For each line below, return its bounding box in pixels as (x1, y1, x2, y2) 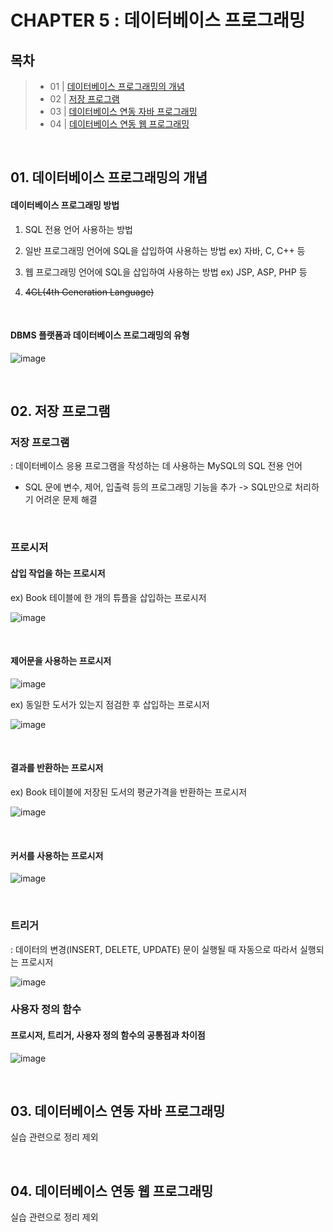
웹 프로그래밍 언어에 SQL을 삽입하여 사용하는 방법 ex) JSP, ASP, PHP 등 (24, 266, 308, 278)
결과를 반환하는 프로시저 (10, 762, 104, 774)
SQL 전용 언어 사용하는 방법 (24, 223, 133, 235)
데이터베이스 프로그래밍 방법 (10, 199, 120, 211)
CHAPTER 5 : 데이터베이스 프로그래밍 (10, 9, 306, 32)
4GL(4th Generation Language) (24, 286, 155, 298)
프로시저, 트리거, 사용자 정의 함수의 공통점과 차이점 (10, 1029, 206, 1041)
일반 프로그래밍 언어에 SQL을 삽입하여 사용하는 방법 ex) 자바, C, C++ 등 (24, 244, 306, 256)
